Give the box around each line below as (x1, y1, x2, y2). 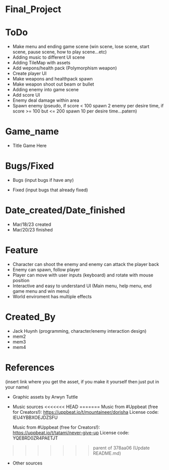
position (12, 277, 30, 283)
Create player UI (12, 70, 47, 76)
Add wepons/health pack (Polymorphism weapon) (12, 65, 117, 71)
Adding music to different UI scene (12, 54, 85, 60)
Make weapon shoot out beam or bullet (12, 81, 94, 87)
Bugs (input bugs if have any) (12, 177, 74, 183)
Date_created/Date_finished (5, 205, 125, 216)
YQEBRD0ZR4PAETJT (12, 435, 58, 441)
